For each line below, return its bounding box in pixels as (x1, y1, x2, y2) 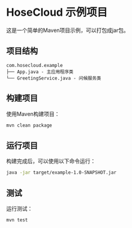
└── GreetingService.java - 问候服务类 (6, 75, 101, 81)
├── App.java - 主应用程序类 (6, 69, 74, 75)
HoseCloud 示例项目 (6, 5, 108, 19)
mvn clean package (6, 122, 52, 128)
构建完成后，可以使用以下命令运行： (6, 157, 96, 165)
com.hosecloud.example (6, 62, 63, 68)
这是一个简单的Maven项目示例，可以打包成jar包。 (6, 27, 129, 34)
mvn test (6, 217, 28, 223)
